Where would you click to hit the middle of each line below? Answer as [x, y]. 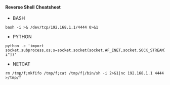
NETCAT [21, 64]
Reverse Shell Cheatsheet [33, 7]
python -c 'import [25, 46]
